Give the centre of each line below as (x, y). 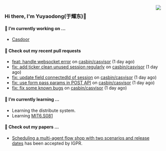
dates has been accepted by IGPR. (47, 143)
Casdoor (21, 40)
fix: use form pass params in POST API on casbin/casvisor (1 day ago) (83, 83)
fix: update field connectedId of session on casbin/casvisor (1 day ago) (84, 77)
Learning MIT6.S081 (32, 115)
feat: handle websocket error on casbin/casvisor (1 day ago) (73, 62)
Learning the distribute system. (44, 110)
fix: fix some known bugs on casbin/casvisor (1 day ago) (69, 88)
